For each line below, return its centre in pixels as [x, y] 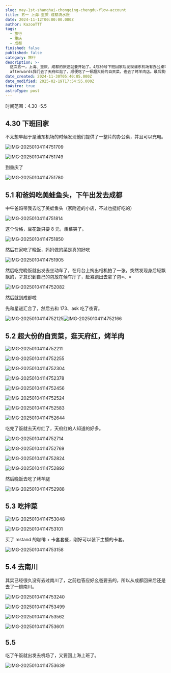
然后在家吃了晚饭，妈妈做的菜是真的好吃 [48, 250]
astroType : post [22, 91]
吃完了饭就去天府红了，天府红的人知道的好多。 [54, 428]
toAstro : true [20, 86]
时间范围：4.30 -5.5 [26, 106]
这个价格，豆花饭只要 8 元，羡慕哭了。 [46, 229]
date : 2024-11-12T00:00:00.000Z [39, 19]
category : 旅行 [21, 57]
